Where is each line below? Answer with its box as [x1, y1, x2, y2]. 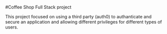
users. [5, 24, 19, 30]
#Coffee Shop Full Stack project [5, 4, 72, 10]
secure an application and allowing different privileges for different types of [5, 19, 162, 25]
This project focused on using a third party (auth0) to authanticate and [5, 14, 152, 19]
